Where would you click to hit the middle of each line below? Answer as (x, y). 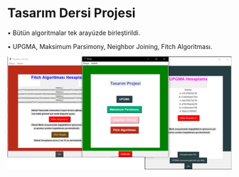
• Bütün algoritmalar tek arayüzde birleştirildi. (74, 33)
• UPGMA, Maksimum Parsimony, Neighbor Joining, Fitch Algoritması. (110, 46)
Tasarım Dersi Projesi (71, 13)
